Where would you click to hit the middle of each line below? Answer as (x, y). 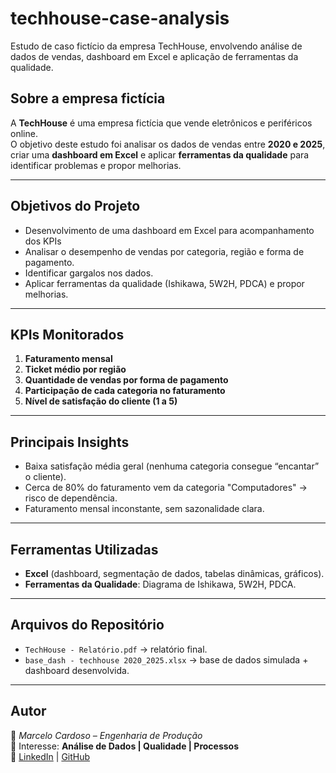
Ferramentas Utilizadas (84, 549)
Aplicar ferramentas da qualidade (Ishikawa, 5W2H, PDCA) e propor (164, 283)
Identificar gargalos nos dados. (89, 273)
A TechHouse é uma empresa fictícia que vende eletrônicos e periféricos (161, 123)
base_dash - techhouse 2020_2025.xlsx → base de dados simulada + (166, 659)
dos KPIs (43, 241)
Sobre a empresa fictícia (88, 98)
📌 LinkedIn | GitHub (50, 756)
